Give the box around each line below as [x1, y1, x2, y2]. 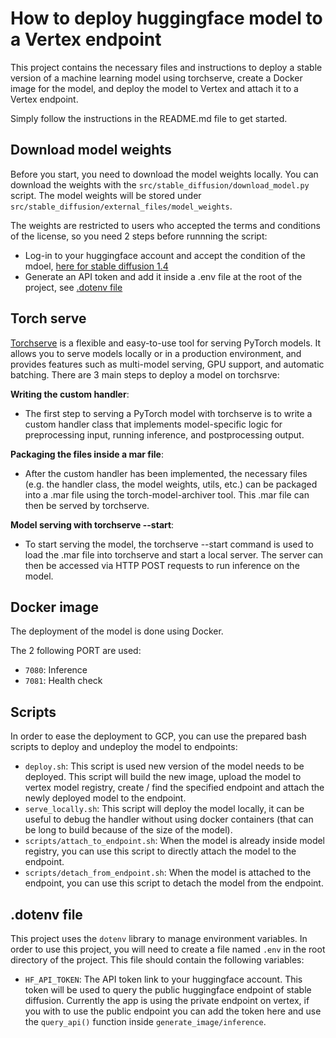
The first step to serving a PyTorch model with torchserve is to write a [24, 407, 313, 419]
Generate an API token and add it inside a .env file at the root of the [24, 270, 303, 282]
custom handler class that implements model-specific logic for [24, 418, 283, 430]
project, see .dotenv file [24, 281, 123, 293]
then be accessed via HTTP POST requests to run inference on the [24, 559, 300, 571]
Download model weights [10, 142, 172, 159]
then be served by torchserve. [24, 499, 150, 511]
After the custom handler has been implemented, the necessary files [24, 467, 308, 479]
